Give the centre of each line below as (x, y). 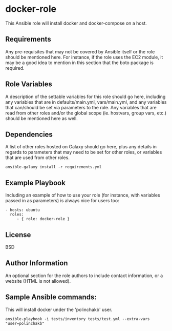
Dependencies (29, 134)
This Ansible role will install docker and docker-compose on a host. (76, 23)
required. (15, 68)
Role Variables (29, 84)
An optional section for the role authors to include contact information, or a (84, 276)
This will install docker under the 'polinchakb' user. (59, 309)
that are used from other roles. (38, 158)
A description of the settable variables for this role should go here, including (85, 96)
